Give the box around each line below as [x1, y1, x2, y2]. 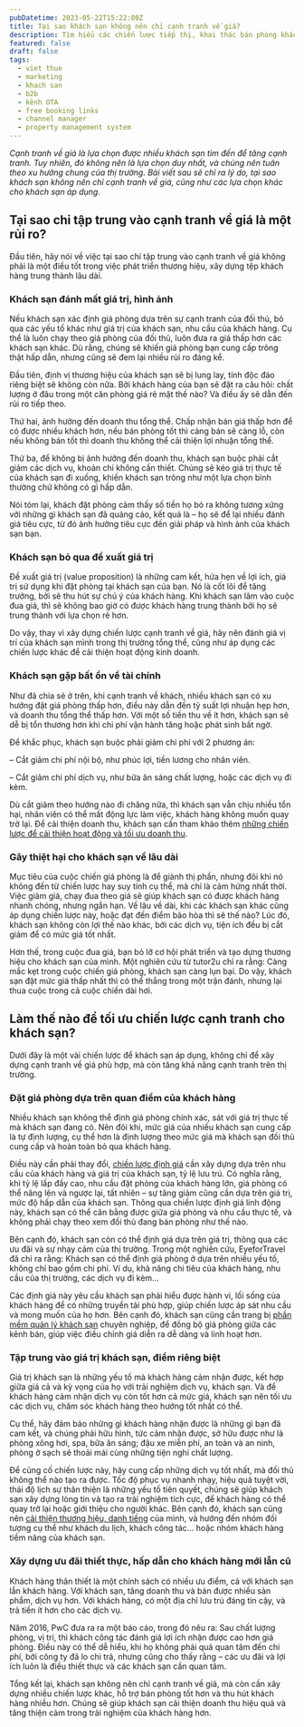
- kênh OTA [17, 97, 59, 107]
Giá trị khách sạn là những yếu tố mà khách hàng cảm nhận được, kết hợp [9, 1371, 284, 1383]
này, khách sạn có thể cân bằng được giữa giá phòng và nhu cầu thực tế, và [9, 1207, 292, 1218]
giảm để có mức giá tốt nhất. [9, 929, 117, 940]
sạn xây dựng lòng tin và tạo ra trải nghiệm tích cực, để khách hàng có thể [9, 1494, 287, 1505]
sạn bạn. [9, 528, 43, 540]
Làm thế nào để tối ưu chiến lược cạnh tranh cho [9, 1011, 285, 1027]
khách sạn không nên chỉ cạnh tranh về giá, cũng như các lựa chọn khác [9, 177, 283, 187]
